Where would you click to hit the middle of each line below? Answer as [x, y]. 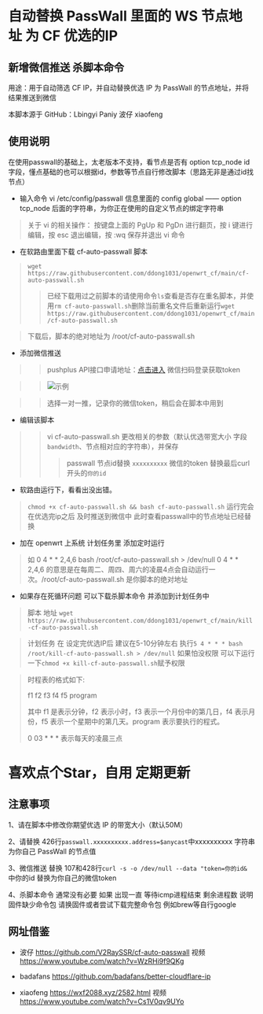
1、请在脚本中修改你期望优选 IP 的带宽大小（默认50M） [98, 824]
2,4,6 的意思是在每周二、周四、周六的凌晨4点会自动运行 [118, 569]
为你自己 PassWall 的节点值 [52, 851]
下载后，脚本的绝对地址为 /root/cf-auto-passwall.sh [111, 336]
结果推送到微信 [32, 98]
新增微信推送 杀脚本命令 [66, 67]
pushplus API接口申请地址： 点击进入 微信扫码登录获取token [144, 369]
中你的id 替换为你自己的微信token [62, 878]
